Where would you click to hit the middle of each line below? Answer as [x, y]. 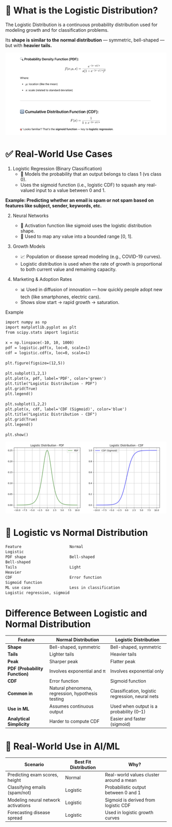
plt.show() [17, 435]
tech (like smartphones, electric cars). [60, 297]
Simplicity [18, 724]
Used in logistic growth [129, 812]
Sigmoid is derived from [130, 800]
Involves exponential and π [78, 671]
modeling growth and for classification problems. [57, 30]
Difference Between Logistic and [76, 613]
